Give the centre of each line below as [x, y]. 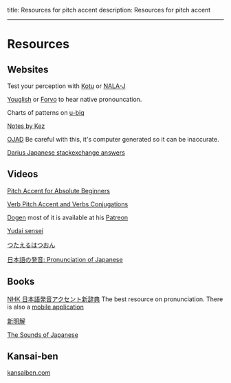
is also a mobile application [46, 307]
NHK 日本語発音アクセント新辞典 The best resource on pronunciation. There [115, 299]
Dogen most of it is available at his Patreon [68, 217]
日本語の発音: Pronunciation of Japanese [65, 259]
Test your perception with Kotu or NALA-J [66, 86]
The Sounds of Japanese [43, 335]
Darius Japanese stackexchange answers [66, 153]
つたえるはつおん [31, 245]
